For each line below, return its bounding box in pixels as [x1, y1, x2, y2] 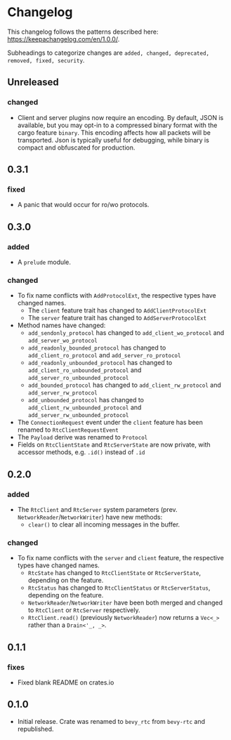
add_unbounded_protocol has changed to [27, 396, 145, 404]
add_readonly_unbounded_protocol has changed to [27, 359, 173, 367]
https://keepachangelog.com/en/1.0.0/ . [7, 34, 120, 43]
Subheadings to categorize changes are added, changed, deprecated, [7, 48, 209, 57]
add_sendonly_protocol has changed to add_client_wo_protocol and [27, 329, 225, 337]
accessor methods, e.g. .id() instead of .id [17, 448, 145, 456]
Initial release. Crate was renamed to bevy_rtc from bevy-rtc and [17, 717, 206, 725]
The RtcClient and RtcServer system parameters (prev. [17, 505, 178, 513]
